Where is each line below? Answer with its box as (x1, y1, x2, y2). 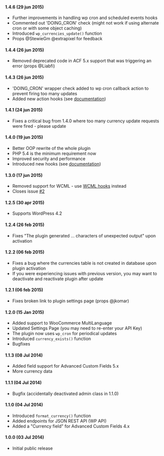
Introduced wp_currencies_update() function (12, 30, 102, 36)
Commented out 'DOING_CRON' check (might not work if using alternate (12, 20, 159, 26)
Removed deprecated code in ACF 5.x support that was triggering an (12, 58, 152, 64)
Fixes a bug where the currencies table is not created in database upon (12, 260, 157, 266)
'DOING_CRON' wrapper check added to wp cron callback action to (12, 85, 149, 91)
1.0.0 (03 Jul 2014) (5, 434, 44, 440)
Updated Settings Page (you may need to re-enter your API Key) (12, 325, 142, 331)
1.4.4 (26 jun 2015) (5, 47, 44, 53)
